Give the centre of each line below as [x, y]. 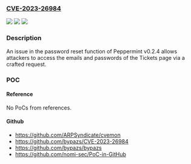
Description [24, 38]
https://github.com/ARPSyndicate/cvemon [68, 135]
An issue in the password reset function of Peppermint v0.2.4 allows [92, 51]
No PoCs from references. [39, 108]
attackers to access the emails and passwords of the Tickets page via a [95, 57]
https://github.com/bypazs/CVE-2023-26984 [72, 141]
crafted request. [26, 64]
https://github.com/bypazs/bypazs [58, 148]
